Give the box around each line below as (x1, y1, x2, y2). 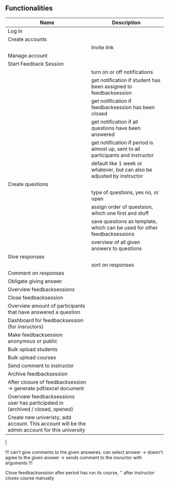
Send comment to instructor (8, 362, 74, 369)
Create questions (8, 180, 49, 188)
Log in (8, 27, 23, 34)
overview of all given (91, 238, 140, 246)
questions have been (91, 125, 141, 132)
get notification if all (91, 118, 138, 125)
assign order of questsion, (91, 203, 153, 210)
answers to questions (91, 245, 142, 252)
